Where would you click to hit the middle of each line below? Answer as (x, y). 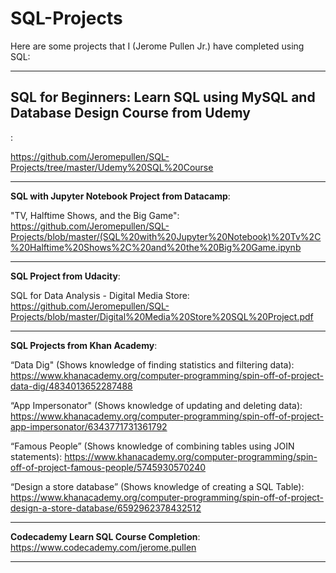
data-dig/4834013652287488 (71, 386)
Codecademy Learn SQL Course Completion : (105, 536)
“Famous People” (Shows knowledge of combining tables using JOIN (152, 446)
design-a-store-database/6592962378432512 (106, 508)
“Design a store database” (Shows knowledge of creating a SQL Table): (157, 486)
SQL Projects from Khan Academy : (84, 345)
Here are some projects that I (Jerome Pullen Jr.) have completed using (157, 46)
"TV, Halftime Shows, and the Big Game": (95, 215)
